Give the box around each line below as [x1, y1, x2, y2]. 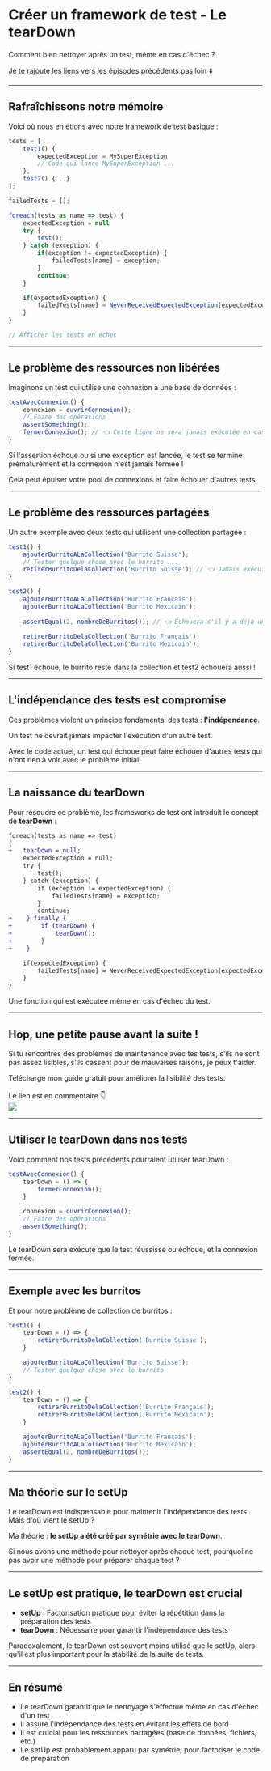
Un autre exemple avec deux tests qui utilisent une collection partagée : [8, 527, 247, 537]
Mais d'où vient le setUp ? [8, 1515, 95, 1525]
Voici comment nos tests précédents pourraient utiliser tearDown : [8, 1154, 229, 1164]
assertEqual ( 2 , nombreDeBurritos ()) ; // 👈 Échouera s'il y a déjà [23, 618, 255, 626]
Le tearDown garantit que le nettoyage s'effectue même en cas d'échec [19, 1702, 260, 1711]
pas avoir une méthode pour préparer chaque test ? [8, 1556, 180, 1565]
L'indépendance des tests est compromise [8, 694, 227, 707]
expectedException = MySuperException [37, 152, 168, 160]
